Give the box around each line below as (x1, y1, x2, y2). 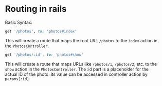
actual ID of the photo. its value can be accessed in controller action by (5, 71, 148, 77)
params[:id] (5, 76, 29, 81)
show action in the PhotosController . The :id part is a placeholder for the (5, 66, 149, 72)
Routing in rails (5, 3, 67, 15)
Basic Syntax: (5, 19, 33, 25)
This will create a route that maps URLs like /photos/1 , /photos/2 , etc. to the (5, 61, 157, 67)
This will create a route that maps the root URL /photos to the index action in (5, 37, 158, 43)
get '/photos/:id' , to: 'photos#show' (5, 52, 84, 57)
